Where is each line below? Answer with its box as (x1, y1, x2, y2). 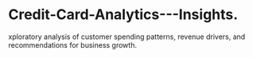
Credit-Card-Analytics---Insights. (8, 6, 239, 24)
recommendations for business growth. (8, 40, 138, 49)
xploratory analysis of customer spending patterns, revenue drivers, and (8, 32, 246, 41)
